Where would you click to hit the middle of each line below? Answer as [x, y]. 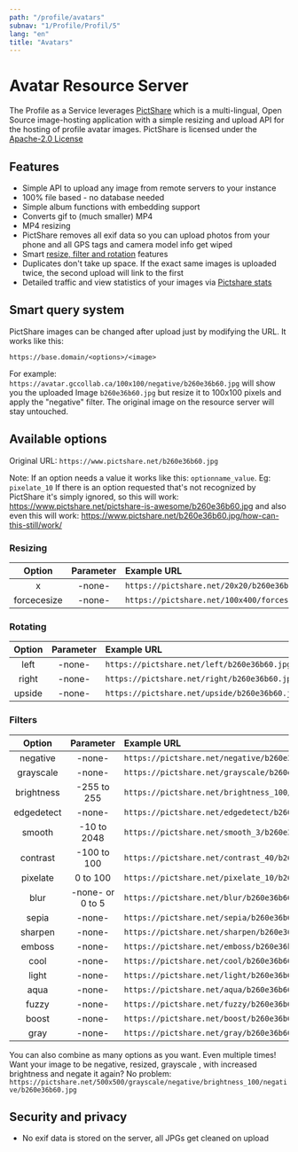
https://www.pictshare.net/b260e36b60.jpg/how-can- [180, 515]
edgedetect [38, 812]
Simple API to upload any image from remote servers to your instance [149, 188]
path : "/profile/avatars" [57, 17]
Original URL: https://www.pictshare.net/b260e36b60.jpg [114, 460]
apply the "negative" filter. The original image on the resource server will [142, 402]
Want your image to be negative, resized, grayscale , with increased [133, 1064]
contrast [38, 858]
